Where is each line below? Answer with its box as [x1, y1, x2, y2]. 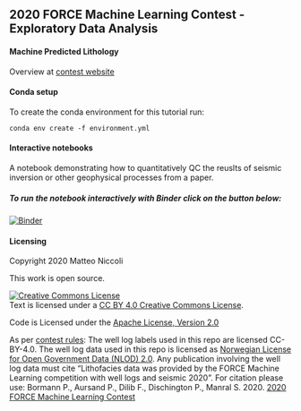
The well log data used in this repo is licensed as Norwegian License [39, 344, 292, 355]
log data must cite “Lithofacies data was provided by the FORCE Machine [9, 363, 279, 374]
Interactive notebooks [9, 142, 94, 153]
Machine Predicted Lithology [9, 46, 119, 56]
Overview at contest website [9, 66, 115, 77]
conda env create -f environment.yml [9, 124, 150, 133]
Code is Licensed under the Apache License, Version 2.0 [9, 317, 219, 328]
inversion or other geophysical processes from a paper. [9, 172, 214, 183]
